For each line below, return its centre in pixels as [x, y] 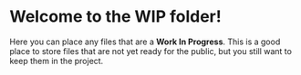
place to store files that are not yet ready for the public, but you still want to [150, 51]
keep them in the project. [57, 61]
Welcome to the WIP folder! [115, 17]
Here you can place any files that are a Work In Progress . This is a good [145, 42]
